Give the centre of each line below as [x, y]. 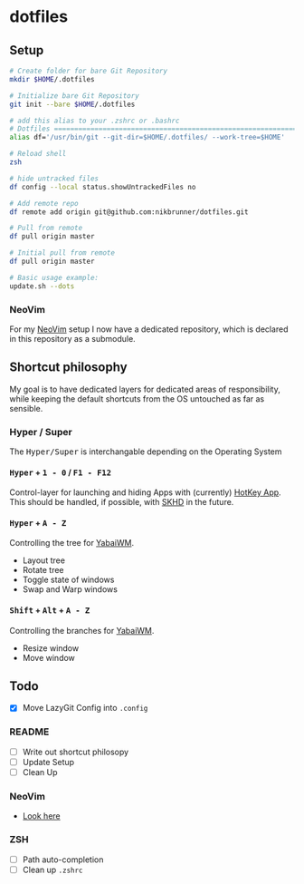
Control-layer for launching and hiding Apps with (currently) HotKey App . [146, 492]
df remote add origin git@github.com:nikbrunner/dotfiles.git [129, 212]
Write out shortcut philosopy [76, 752]
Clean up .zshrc [52, 869]
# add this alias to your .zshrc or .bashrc [95, 121]
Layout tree [44, 560]
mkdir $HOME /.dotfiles [52, 79]
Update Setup [48, 762]
